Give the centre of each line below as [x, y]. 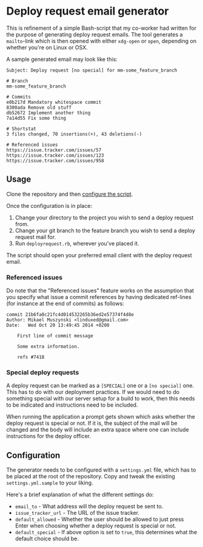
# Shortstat [21, 129]
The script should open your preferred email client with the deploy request [99, 255]
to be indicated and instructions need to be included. [72, 405]
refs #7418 [31, 357]
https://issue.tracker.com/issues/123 [55, 155]
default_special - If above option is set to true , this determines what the [106, 532]
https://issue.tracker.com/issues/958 [55, 160]
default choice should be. [47, 538]
